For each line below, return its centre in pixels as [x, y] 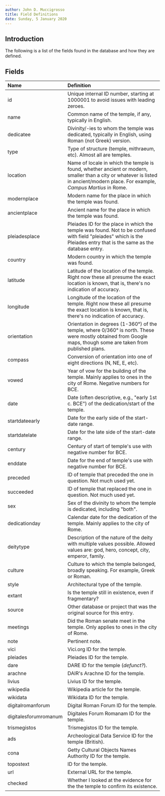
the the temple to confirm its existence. [112, 786]
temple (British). [86, 742]
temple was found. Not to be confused [112, 230]
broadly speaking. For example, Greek [111, 570]
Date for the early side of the [100, 418]
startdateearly [24, 421]
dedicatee [19, 135]
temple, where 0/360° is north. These [111, 330]
